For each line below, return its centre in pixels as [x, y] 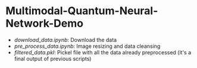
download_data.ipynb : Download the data [65, 40]
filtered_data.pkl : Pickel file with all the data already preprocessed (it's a [103, 52]
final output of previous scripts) [53, 59]
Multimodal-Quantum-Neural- [82, 11]
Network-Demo [45, 23]
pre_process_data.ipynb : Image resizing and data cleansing [87, 46]
